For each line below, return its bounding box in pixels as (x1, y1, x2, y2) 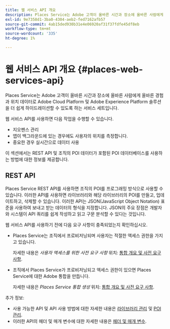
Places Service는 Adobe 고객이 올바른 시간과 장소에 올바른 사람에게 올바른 (5, 92, 154, 98)
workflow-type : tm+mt (5, 26, 51, 31)
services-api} (5, 75, 64, 86)
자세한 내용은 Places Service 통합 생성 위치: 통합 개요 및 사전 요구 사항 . (12, 284, 155, 290)
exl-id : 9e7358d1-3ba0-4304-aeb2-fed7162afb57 (5, 17, 106, 22)
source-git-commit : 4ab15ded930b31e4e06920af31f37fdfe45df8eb (5, 21, 140, 27)
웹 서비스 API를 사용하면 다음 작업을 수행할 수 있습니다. (5, 115, 114, 122)
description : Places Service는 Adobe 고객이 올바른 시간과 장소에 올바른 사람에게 (5, 12, 163, 17)
